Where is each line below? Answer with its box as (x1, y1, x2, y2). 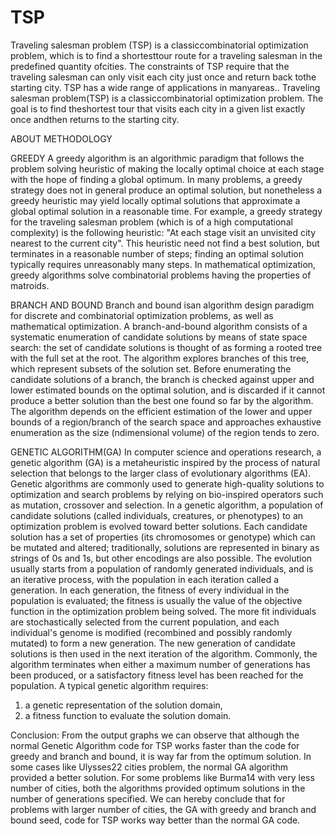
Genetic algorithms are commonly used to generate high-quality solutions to (10, 477, 325, 490)
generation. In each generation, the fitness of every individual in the (10, 584, 290, 596)
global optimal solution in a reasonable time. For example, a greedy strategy (10, 205, 323, 217)
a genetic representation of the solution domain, (24, 699, 223, 711)
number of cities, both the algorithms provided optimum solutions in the (10, 782, 306, 794)
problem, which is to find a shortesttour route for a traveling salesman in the (10, 49, 323, 61)
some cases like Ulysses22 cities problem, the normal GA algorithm (10, 761, 289, 773)
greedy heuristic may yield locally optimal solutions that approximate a (10, 194, 301, 206)
